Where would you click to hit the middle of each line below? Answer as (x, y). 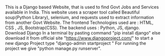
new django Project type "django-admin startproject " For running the (76, 43)
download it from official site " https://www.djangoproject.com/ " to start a (79, 38)
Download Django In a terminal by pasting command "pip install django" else (83, 33)
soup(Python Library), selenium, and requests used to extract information (80, 17)
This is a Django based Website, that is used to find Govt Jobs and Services (82, 7)
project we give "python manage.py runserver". (53, 48)
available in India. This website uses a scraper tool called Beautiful (72, 12)
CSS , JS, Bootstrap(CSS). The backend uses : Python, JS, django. (73, 28)
